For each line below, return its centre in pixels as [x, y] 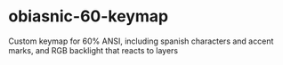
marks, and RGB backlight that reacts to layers [93, 50]
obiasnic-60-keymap [89, 16]
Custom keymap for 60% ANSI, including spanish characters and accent [141, 41]
